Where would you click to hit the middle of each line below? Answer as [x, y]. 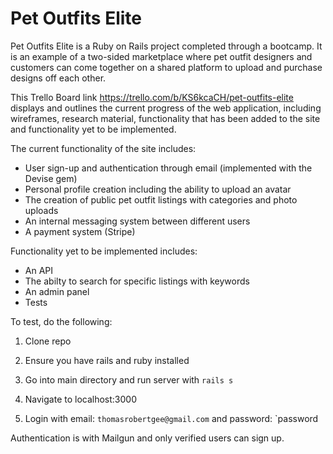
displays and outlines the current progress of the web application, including [166, 108]
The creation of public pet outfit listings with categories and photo [161, 199]
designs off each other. [58, 78]
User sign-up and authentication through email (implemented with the [168, 168]
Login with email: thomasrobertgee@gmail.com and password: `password [171, 418]
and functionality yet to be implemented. [93, 129]
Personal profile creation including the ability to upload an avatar [158, 189]
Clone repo [48, 341]
